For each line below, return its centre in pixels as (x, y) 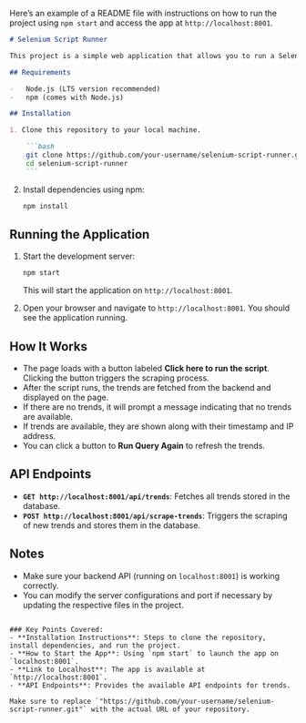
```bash (40, 147)
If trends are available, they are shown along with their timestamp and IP (158, 426)
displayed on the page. (66, 397)
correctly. (41, 586)
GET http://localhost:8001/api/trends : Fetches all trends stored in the (156, 496)
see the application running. (75, 318)
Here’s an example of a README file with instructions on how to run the (143, 13)
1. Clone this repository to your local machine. (106, 130)
